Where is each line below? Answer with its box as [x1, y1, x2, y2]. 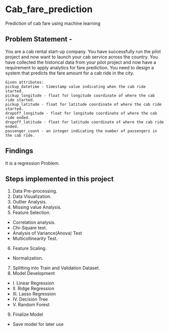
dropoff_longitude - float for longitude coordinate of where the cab [5, 110, 157, 116]
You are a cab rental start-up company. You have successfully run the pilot [5, 48, 161, 54]
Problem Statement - [5, 35, 72, 44]
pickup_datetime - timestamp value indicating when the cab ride [5, 84, 146, 89]
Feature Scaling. [12, 245, 47, 252]
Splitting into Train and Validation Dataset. [12, 265, 100, 271]
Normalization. [12, 255, 44, 261]
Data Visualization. [12, 193, 52, 199]
